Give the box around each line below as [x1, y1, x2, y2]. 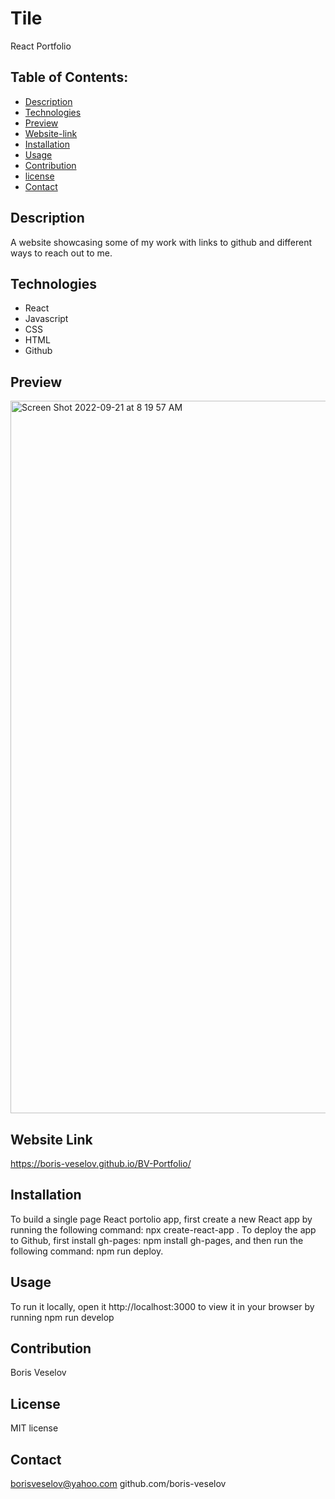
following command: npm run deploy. [10, 1245, 164, 1257]
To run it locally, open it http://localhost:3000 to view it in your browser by [10, 1300, 315, 1312]
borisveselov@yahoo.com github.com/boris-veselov [10, 1478, 227, 1490]
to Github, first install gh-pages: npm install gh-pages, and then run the [10, 1234, 304, 1246]
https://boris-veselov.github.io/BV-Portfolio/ [10, 1158, 192, 1169]
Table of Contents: [10, 69, 129, 86]
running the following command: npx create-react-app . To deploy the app [10, 1223, 317, 1236]
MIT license [10, 1422, 59, 1434]
